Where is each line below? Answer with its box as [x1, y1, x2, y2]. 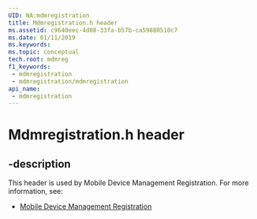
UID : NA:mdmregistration [8, 11, 90, 20]
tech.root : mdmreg [8, 56, 69, 64]
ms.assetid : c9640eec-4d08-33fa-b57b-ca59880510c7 [8, 26, 178, 34]
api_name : [8, 84, 41, 93]
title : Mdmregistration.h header [8, 19, 118, 27]
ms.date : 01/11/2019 [8, 33, 76, 42]
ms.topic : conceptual [8, 48, 80, 56]
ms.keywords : [8, 41, 51, 49]
